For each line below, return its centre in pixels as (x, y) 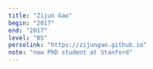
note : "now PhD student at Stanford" (71, 52)
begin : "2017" (32, 23)
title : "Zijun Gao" (40, 15)
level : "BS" (28, 38)
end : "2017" (28, 30)
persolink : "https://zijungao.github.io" (78, 45)
